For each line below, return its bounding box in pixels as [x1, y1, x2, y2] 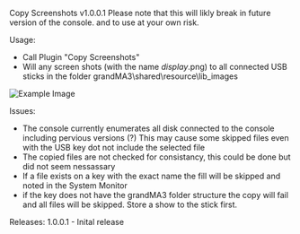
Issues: [9, 106, 36, 116]
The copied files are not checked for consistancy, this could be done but [22, 152, 291, 162]
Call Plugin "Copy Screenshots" [22, 52, 140, 62]
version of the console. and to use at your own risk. [9, 17, 199, 28]
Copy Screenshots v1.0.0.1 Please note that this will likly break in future [9, 8, 271, 18]
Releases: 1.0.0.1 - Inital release [9, 217, 124, 227]
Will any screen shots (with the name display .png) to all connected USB [22, 62, 287, 72]
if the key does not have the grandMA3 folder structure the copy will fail [22, 190, 289, 200]
